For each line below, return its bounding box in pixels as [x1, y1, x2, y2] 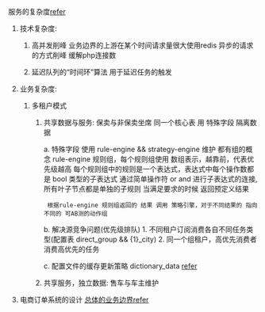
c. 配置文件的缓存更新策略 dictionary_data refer [43, 261, 198, 271]
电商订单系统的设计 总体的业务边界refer [19, 295, 149, 304]
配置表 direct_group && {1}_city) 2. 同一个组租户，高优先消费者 [52, 234, 258, 244]
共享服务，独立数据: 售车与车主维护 [43, 278, 159, 287]
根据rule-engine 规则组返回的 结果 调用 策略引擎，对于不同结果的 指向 [47, 201, 258, 209]
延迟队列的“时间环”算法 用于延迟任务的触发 [31, 67, 172, 77]
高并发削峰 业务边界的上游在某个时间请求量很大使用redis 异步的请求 [31, 40, 254, 50]
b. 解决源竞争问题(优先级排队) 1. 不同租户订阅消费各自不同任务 [43, 225, 247, 234]
